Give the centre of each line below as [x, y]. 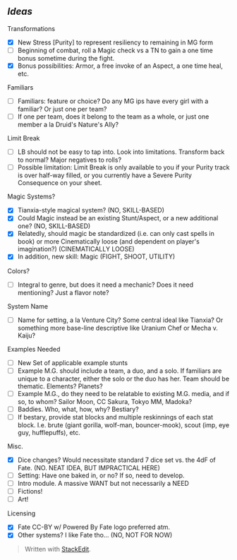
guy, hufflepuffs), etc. [49, 432]
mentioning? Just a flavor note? [63, 292]
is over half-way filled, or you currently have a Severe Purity [105, 175]
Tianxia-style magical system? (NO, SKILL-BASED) [91, 210]
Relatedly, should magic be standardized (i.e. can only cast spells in [116, 234]
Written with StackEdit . [58, 549]
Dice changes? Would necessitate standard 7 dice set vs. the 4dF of [117, 460]
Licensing [22, 513]
